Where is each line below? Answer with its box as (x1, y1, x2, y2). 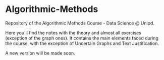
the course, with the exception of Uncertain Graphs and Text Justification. (5, 40, 159, 46)
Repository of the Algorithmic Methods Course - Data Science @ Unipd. (5, 20, 155, 26)
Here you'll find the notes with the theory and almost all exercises (5, 29, 141, 35)
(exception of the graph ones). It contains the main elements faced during (5, 35, 159, 41)
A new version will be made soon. (5, 50, 76, 56)
